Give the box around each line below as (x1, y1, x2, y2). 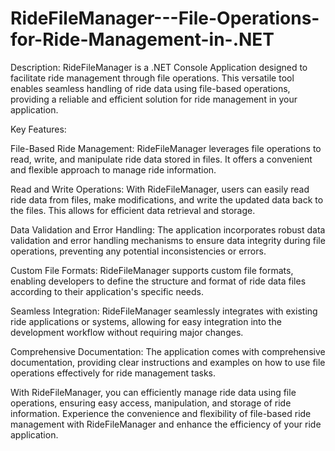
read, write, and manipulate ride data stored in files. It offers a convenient (10, 153, 313, 165)
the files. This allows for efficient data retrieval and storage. (10, 204, 256, 216)
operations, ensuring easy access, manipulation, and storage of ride (10, 397, 292, 409)
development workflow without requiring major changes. (10, 326, 244, 338)
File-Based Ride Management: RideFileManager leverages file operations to (10, 142, 322, 154)
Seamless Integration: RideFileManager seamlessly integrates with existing (10, 305, 318, 317)
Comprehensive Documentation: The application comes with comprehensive (10, 345, 326, 357)
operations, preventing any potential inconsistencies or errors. (10, 245, 267, 257)
